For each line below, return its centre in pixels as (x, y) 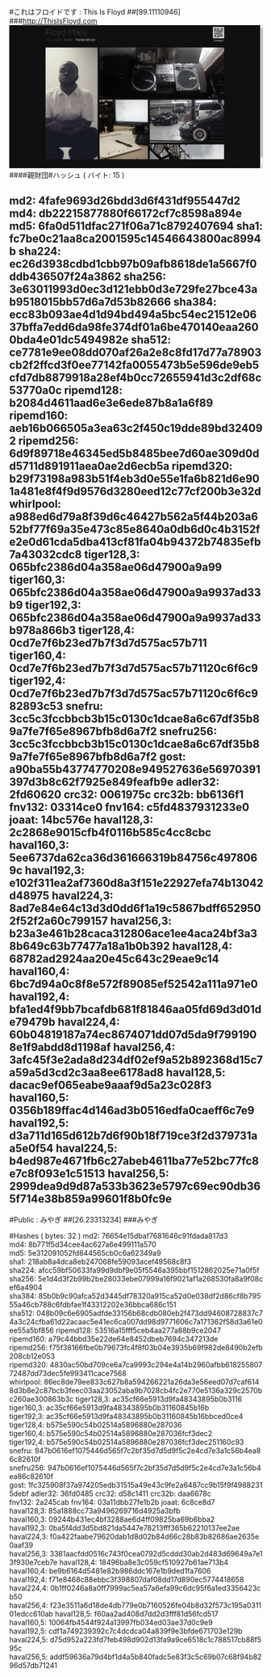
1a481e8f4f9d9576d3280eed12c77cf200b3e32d (135, 492)
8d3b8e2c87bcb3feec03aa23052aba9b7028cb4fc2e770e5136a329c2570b (136, 1390)
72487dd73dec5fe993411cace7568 (68, 1373)
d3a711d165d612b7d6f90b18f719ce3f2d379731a (133, 1136)
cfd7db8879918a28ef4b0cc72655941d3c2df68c (135, 378)
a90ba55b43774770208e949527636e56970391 (135, 769)
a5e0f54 (31, 1149)
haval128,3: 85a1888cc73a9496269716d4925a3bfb (95, 1510)
